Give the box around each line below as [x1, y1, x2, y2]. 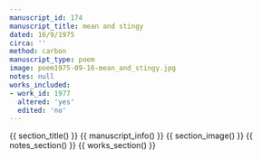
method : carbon [9, 47, 67, 56]
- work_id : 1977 [9, 89, 71, 98]
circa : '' [9, 38, 47, 48]
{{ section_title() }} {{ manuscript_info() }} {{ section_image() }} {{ [9, 130, 254, 141]
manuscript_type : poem [9, 55, 95, 64]
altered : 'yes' [17, 97, 75, 107]
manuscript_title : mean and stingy [9, 22, 144, 31]
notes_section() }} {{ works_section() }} [9, 140, 156, 151]
